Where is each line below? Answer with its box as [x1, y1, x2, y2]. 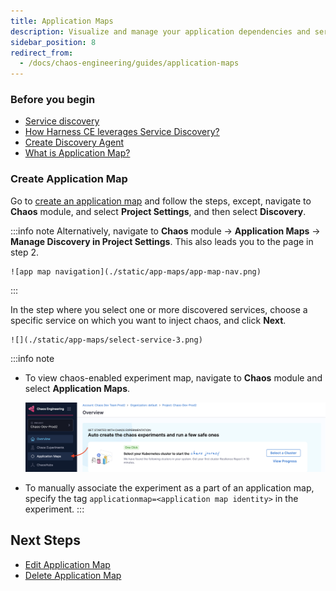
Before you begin [10, 93, 96, 107]
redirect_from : [10, 48, 74, 58]
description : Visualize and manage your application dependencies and [10, 26, 311, 37]
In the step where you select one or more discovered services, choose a [10, 303, 308, 315]
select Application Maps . [24, 382, 131, 394]
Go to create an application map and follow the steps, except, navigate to [10, 195, 312, 207]
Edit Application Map [24, 558, 111, 570]
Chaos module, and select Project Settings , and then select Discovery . [10, 205, 307, 217]
